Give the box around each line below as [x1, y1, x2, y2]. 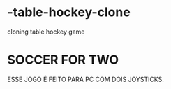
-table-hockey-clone [7, 4, 131, 20]
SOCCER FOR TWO [7, 52, 119, 68]
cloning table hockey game [7, 27, 85, 36]
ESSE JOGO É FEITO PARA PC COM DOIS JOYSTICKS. [7, 75, 164, 83]
